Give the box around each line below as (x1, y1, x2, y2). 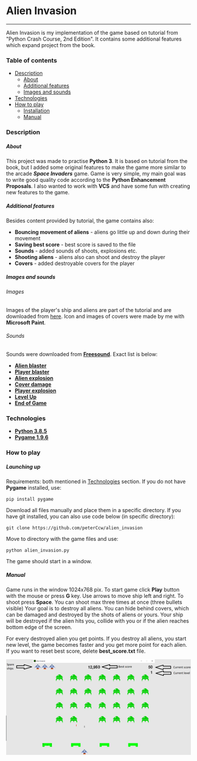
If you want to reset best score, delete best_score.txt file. (6, 647, 146, 654)
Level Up (14, 393, 37, 400)
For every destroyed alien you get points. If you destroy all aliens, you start (6, 635, 186, 642)
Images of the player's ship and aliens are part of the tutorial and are (6, 306, 172, 313)
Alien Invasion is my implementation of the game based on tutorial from (6, 29, 178, 36)
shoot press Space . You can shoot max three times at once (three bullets (6, 599, 183, 606)
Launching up (6, 463, 41, 470)
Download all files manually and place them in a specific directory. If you (6, 507, 181, 514)
